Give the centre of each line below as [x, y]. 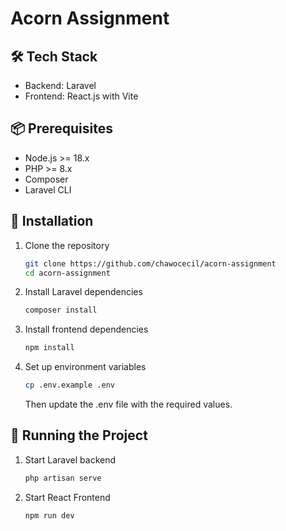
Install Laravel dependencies [83, 292]
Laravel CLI [48, 189]
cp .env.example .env [69, 385]
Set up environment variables [85, 367]
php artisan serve [63, 478]
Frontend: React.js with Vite [81, 96]
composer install [61, 310]
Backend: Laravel [60, 85]
